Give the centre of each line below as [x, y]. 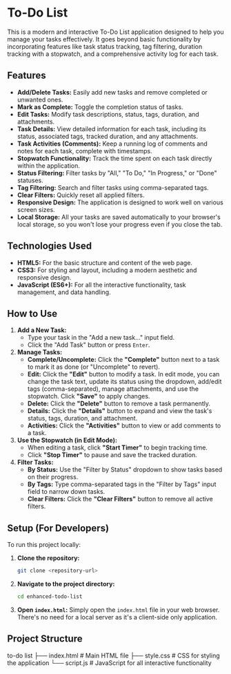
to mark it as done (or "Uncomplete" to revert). [94, 367]
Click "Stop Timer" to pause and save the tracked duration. [112, 455]
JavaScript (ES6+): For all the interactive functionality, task [101, 285]
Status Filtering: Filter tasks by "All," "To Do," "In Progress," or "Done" [117, 173]
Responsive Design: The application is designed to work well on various [120, 202]
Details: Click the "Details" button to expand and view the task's [120, 411]
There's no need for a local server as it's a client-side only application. [117, 617]
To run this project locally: [44, 545]
